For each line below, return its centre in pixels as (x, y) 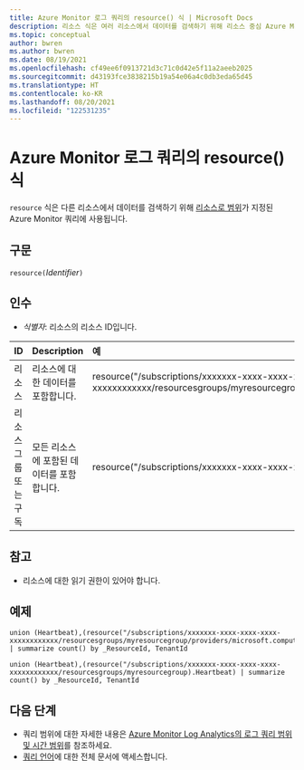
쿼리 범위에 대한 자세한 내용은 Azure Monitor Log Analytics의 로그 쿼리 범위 (157, 734)
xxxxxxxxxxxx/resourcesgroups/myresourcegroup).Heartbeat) (123, 673)
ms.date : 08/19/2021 (48, 60)
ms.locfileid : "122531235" (60, 111)
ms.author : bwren (42, 52)
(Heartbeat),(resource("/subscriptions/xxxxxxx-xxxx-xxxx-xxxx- (157, 665)
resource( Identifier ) (47, 272)
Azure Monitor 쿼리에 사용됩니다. (69, 219)
